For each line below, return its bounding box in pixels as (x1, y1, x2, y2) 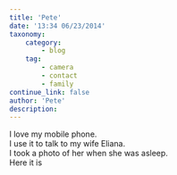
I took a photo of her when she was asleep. (9, 148, 168, 159)
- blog (41, 46, 66, 55)
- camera (41, 63, 74, 72)
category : (25, 37, 63, 47)
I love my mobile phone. (9, 129, 97, 139)
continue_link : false (9, 87, 90, 96)
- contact (41, 71, 78, 80)
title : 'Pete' (9, 12, 63, 22)
